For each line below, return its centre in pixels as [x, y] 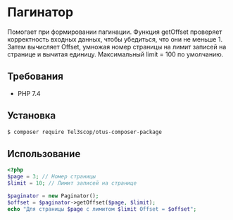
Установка [32, 116]
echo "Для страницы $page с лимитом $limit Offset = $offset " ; [102, 209]
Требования [35, 77]
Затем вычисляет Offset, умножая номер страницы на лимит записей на [117, 47]
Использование [44, 153]
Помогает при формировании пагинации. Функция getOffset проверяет [115, 32]
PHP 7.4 [29, 93]
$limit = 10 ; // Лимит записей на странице [72, 183]
